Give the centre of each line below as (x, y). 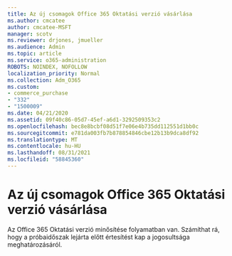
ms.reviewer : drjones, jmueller (55, 41)
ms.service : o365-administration (57, 60)
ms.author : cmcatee (36, 21)
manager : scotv (30, 34)
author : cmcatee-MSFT (39, 27)
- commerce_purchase (38, 93)
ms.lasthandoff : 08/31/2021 (49, 153)
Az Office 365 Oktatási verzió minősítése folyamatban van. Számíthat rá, (114, 229)
